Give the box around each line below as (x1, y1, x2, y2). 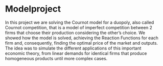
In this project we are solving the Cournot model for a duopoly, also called (5, 19, 154, 25)
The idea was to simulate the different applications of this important (5, 45, 141, 51)
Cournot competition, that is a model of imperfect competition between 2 (5, 24, 153, 30)
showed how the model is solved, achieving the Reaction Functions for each (5, 35, 159, 41)
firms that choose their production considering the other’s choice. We (5, 30, 145, 35)
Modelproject (5, 3, 61, 15)
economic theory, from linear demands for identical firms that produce (5, 50, 147, 56)
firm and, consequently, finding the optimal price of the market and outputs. (5, 40, 158, 46)
